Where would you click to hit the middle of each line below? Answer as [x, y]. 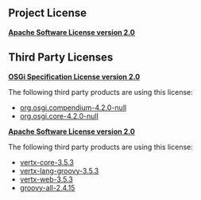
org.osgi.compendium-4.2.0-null [73, 108]
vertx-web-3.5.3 [46, 179]
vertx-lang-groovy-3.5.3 [59, 171]
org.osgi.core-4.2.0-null [59, 116]
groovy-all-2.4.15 [47, 187]
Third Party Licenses [61, 58]
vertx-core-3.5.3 [46, 162]
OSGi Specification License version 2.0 [74, 76]
